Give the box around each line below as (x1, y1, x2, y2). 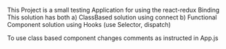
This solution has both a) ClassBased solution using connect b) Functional (7, 13, 217, 21)
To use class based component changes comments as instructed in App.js (7, 34, 218, 42)
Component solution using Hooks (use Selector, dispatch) (7, 21, 171, 28)
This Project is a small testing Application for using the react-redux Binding (7, 6, 220, 14)
